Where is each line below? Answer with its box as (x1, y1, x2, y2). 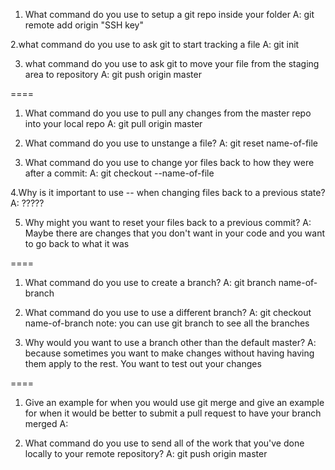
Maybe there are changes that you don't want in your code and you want (24, 227, 326, 239)
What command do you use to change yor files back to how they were (24, 157, 315, 168)
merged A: (24, 418, 69, 429)
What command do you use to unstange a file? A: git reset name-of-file (24, 137, 319, 149)
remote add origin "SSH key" (24, 19, 144, 31)
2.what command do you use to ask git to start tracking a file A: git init (10, 39, 300, 50)
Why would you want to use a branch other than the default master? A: (24, 337, 317, 348)
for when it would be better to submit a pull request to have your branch (24, 407, 322, 419)
